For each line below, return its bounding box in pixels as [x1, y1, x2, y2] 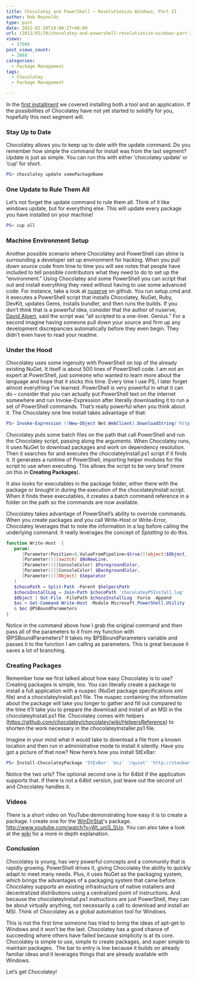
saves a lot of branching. [6, 647, 66, 654]
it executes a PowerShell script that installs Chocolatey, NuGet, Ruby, [6, 293, 173, 300]
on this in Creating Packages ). [6, 468, 80, 476]
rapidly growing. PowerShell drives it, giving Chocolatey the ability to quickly [6, 864, 191, 871]
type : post [6, 19, 33, 25]
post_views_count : [6, 47, 51, 53]
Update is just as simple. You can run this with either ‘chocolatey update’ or [6, 154, 188, 161]
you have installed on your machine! [6, 211, 94, 218]
